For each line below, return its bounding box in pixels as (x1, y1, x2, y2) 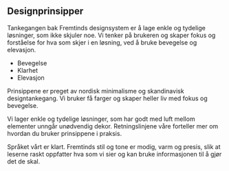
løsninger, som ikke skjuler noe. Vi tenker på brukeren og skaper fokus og (7, 31, 216, 39)
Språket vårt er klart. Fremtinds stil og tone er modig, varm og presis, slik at (7, 142, 221, 150)
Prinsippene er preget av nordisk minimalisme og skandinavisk (7, 87, 184, 95)
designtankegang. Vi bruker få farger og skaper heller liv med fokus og (7, 94, 208, 102)
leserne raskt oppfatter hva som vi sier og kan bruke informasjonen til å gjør (7, 150, 222, 158)
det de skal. (7, 157, 41, 166)
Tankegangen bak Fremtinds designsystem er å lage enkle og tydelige (7, 23, 206, 32)
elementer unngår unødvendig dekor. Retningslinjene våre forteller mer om (7, 122, 219, 130)
